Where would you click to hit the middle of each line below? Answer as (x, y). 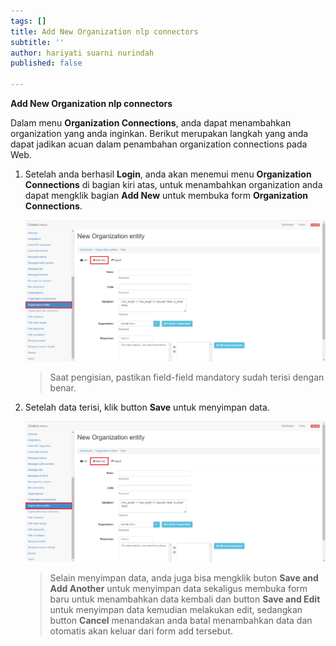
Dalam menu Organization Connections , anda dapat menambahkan (151, 123)
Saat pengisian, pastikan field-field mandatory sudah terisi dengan (187, 377)
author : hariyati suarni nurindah (82, 53)
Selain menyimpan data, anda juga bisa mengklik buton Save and (184, 578)
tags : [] (28, 21)
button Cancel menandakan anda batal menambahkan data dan (181, 621)
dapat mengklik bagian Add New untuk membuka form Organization (166, 195)
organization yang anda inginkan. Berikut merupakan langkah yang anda (159, 133)
